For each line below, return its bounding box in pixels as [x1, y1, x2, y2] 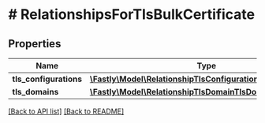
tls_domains [12, 87, 59, 97]
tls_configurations [12, 73, 83, 84]
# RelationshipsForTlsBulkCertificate [8, 6, 256, 24]
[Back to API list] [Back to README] [8, 106, 125, 116]
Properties [8, 37, 62, 50]
